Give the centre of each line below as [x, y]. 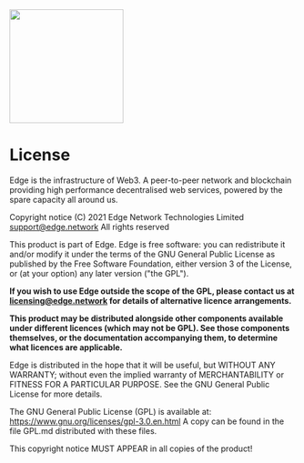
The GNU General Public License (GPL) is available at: [111, 411]
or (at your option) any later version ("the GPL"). [99, 273]
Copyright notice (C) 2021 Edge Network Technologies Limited [127, 216]
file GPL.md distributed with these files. [83, 430]
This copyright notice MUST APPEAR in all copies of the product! [131, 448]
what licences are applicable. [66, 347]
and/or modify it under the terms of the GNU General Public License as [142, 254]
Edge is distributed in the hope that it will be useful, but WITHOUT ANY [142, 365]
